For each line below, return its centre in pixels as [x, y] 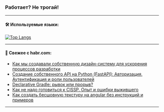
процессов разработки [36, 69]
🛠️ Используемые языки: [32, 24]
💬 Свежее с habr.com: [28, 53]
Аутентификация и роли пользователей [53, 79]
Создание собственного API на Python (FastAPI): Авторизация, [77, 74]
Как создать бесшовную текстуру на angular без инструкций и [78, 94]
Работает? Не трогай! [32, 7]
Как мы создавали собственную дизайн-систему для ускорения [80, 64]
